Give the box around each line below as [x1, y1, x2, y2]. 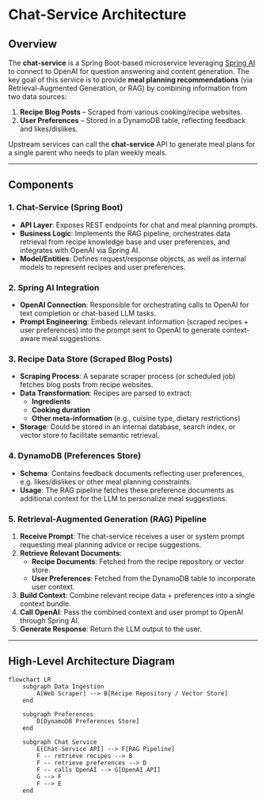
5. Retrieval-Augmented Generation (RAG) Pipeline [8, 513, 207, 524]
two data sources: [8, 92, 67, 101]
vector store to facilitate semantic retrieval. [19, 431, 160, 440]
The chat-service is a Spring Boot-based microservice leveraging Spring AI [8, 58, 256, 67]
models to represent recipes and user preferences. [19, 262, 186, 271]
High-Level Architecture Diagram [8, 654, 176, 668]
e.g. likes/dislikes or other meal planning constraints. [19, 477, 192, 486]
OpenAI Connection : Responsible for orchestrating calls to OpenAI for [19, 300, 249, 309]
